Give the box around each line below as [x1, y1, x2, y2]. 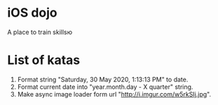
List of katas [7, 52, 81, 68]
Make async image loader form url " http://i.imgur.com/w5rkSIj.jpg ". [17, 90, 212, 98]
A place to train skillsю [7, 28, 73, 36]
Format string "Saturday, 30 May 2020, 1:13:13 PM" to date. [17, 75, 189, 83]
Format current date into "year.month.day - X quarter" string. [17, 82, 193, 91]
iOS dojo [7, 5, 57, 21]
